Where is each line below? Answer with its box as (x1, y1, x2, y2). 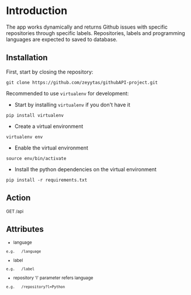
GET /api (6, 209, 24, 214)
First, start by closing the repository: (6, 68, 93, 75)
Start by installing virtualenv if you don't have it (14, 101, 130, 108)
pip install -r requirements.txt (6, 177, 88, 183)
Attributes (6, 224, 44, 234)
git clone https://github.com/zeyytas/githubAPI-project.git (6, 79, 158, 85)
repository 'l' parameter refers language (13, 275, 93, 281)
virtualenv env (6, 134, 43, 140)
